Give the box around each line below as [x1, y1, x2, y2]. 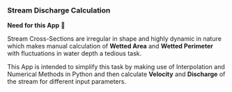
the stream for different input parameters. [7, 77, 127, 86]
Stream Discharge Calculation [7, 6, 111, 15]
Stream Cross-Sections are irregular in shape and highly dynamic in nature [7, 35, 222, 43]
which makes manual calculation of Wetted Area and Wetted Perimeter [7, 42, 214, 50]
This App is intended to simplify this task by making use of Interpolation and [7, 63, 225, 71]
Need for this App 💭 [7, 21, 65, 30]
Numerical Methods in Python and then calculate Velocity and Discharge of [7, 70, 226, 78]
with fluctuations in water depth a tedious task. [7, 49, 141, 57]
